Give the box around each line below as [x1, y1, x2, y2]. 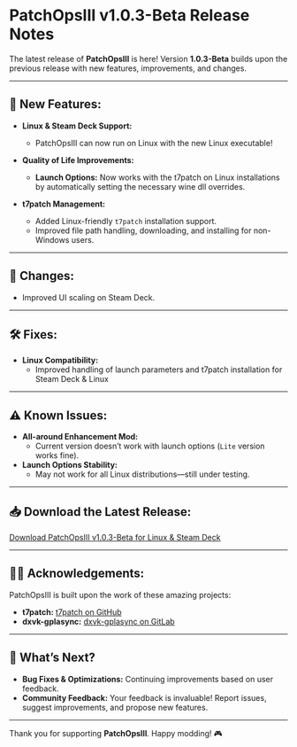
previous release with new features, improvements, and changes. [9, 63, 247, 74]
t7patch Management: [21, 198, 106, 209]
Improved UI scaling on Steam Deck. [21, 292, 156, 302]
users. [71, 234, 95, 245]
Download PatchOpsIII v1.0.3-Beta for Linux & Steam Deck [9, 533, 221, 542]
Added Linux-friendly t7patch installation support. [34, 215, 217, 226]
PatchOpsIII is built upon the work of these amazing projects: [9, 589, 232, 600]
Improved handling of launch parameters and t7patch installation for [34, 364, 283, 375]
